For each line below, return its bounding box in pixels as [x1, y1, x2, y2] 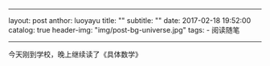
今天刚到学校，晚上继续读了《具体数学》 [8, 49, 142, 59]
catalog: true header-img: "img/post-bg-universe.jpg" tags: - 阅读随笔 [8, 25, 240, 34]
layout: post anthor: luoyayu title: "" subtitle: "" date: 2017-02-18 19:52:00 [8, 16, 252, 25]
